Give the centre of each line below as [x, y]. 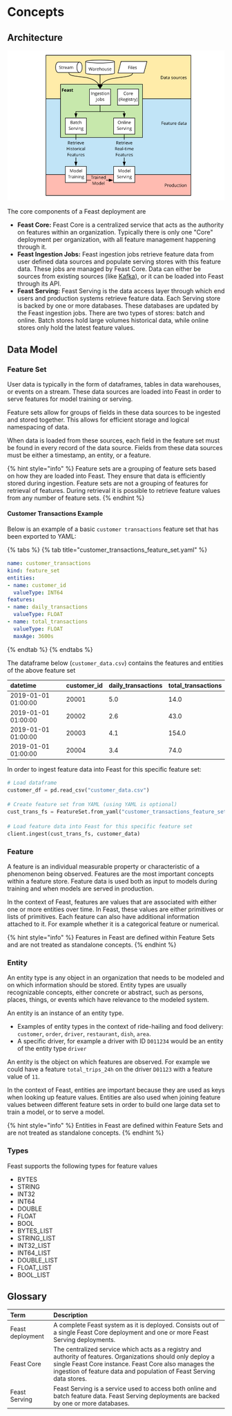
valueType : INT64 [38, 593]
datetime [23, 686]
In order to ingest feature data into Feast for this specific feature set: [104, 769]
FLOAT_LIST [35, 1267]
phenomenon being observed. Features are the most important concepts [110, 874]
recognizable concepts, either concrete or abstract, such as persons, [106, 992]
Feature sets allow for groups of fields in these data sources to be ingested [114, 412]
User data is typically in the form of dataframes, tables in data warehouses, [114, 384]
